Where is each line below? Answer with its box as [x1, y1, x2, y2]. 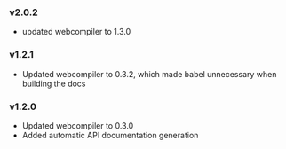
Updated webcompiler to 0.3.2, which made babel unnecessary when [21, 68, 277, 79]
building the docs [21, 78, 86, 89]
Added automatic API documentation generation [21, 129, 199, 140]
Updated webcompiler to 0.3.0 [21, 120, 134, 130]
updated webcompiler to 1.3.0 [21, 27, 131, 37]
